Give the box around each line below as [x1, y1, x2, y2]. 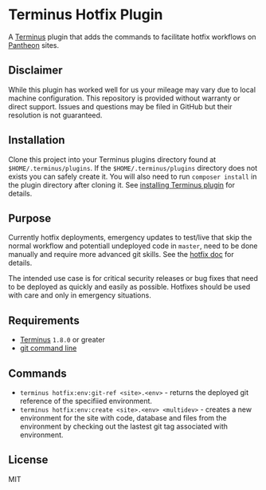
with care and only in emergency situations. [8, 290, 151, 300]
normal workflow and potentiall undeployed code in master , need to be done [8, 241, 258, 251]
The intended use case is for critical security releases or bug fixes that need [8, 274, 259, 283]
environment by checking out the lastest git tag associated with [19, 421, 229, 431]
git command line [19, 343, 77, 353]
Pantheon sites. [8, 40, 60, 49]
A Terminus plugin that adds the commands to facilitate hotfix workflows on [8, 32, 256, 41]
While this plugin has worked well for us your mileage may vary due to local [8, 85, 256, 94]
